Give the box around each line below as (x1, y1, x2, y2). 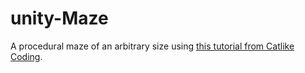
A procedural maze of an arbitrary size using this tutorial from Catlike (10, 40, 295, 52)
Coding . (10, 50, 43, 62)
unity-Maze (10, 7, 109, 30)
